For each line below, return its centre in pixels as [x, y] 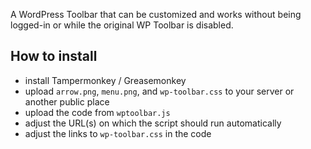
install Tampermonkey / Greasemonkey [105, 80]
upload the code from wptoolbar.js [97, 112]
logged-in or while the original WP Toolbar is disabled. [122, 25]
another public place [67, 101]
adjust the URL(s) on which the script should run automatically [153, 123]
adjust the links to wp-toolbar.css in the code [118, 133]
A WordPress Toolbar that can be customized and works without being [156, 14]
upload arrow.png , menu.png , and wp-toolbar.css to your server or [159, 91]
